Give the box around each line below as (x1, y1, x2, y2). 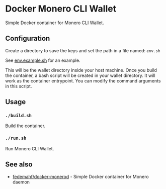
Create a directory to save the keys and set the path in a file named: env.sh (5, 47, 160, 53)
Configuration (5, 34, 50, 43)
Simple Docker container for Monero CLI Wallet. (5, 20, 104, 26)
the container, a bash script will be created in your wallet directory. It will (5, 72, 155, 78)
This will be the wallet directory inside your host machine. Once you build (5, 67, 157, 73)
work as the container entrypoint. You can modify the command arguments (5, 77, 161, 83)
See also (5, 160, 33, 169)
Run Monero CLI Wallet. (5, 145, 54, 151)
